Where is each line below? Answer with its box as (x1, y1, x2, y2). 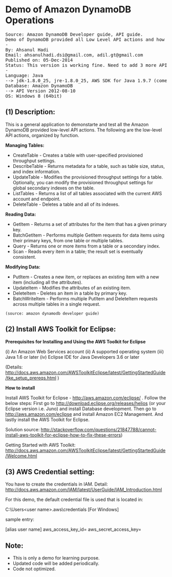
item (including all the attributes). (12, 279, 83, 285)
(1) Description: (5, 108, 55, 117)
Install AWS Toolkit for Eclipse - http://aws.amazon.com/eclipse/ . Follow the (5, 394, 166, 401)
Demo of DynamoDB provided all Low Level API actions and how (5, 36, 165, 42)
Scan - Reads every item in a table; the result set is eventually (12, 248, 143, 255)
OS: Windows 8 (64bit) (5, 93, 62, 99)
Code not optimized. (12, 566, 56, 572)
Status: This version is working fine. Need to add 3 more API (5, 62, 167, 68)
